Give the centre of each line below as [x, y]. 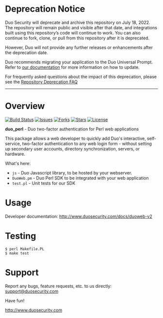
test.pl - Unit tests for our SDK [44, 183]
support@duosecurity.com [32, 291]
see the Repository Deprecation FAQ [41, 82]
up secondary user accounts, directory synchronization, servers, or [72, 149]
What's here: [18, 163]
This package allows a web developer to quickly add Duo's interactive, [76, 138]
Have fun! [15, 300]
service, [13, 143]
